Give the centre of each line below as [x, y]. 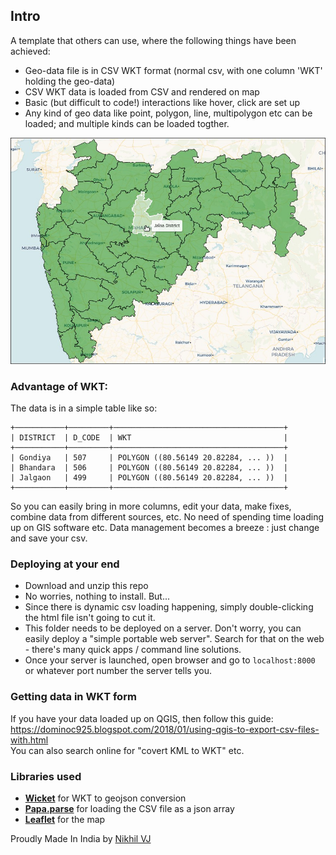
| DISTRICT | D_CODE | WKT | [149, 438]
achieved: [30, 51]
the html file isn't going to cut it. [90, 618]
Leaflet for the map [65, 819]
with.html [29, 740]
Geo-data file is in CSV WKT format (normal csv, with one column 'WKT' [173, 70]
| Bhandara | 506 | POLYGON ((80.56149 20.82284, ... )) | [149, 468]
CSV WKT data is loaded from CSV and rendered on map [142, 91]
